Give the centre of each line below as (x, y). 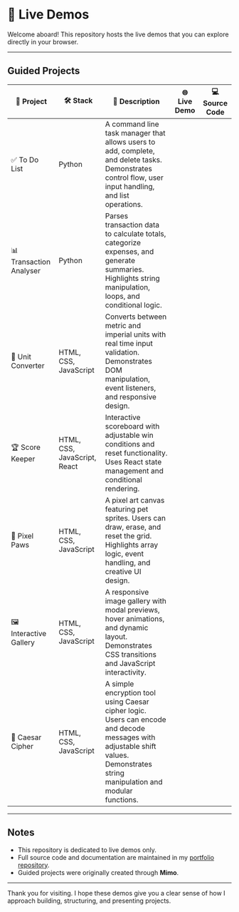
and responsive (131, 396)
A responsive (127, 592)
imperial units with (136, 334)
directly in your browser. (43, 41)
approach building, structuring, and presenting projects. (89, 901)
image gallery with (136, 600)
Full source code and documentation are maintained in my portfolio (116, 857)
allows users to (130, 142)
